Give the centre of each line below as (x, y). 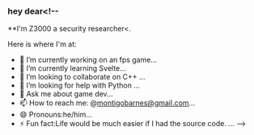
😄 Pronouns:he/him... (55, 115)
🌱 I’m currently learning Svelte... (72, 68)
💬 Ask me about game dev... (66, 94)
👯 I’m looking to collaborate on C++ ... (83, 77)
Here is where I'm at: (42, 44)
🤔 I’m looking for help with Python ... (80, 85)
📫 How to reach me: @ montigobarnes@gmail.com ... (107, 103)
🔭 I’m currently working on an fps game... (88, 60)
